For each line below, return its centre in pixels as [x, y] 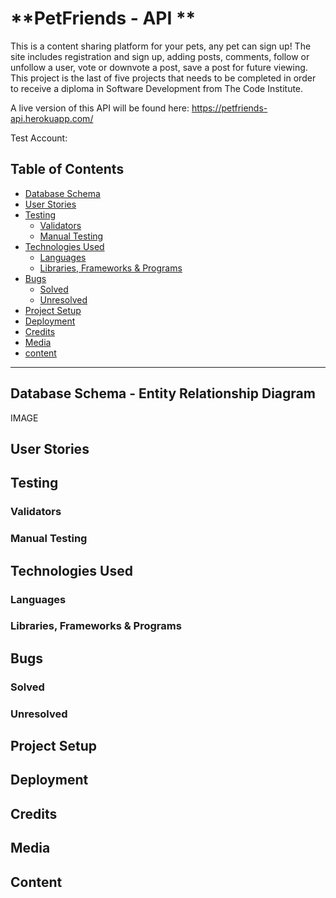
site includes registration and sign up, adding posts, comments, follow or [160, 56]
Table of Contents [67, 169]
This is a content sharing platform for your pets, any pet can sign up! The [161, 46]
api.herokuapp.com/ [52, 118]
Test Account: [39, 138]
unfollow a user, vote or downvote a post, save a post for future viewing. [159, 67]
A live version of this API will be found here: [100, 108]
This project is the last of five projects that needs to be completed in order [163, 78]
